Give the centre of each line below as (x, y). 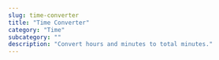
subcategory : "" (35, 37)
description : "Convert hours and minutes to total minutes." (111, 44)
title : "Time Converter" (49, 23)
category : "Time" (37, 30)
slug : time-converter (44, 15)
